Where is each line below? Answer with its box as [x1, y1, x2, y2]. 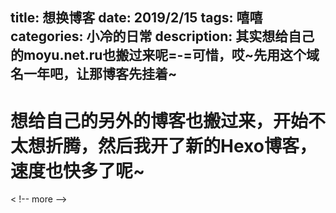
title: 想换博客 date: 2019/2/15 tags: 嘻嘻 [10, 9, 263, 27]
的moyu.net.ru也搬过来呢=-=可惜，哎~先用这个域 [10, 47, 320, 64]
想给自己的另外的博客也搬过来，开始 [10, 109, 309, 132]
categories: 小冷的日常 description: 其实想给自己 [10, 28, 315, 45]
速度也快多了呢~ [10, 159, 146, 182]
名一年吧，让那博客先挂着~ [10, 66, 178, 83]
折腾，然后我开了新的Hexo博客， [45, 134, 317, 157]
